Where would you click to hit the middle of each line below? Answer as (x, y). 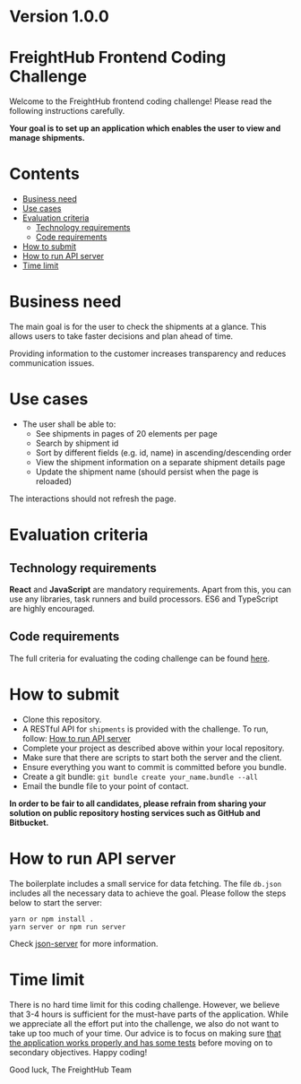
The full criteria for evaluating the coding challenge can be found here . (140, 658)
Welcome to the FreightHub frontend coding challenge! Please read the (141, 101)
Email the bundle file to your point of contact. (105, 785)
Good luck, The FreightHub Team (70, 1070)
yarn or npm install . (52, 919)
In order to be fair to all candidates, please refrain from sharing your (138, 803)
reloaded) (53, 481)
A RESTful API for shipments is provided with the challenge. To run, (145, 729)
